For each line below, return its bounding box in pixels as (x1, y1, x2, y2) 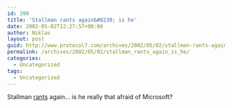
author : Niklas (7, 29, 51, 36)
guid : (7, 42, 23, 49)
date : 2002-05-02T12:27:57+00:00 (7, 23, 104, 30)
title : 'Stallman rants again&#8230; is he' (7, 17, 137, 23)
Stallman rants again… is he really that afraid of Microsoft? (7, 93, 173, 101)
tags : (7, 67, 23, 74)
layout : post (7, 36, 45, 43)
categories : (7, 55, 41, 62)
